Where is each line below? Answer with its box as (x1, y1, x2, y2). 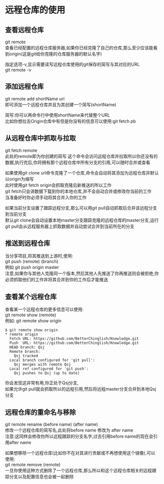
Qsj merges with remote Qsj (14, 362, 71, 367)
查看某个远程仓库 (5, 292, 57, 301)
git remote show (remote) (5, 312, 56, 318)
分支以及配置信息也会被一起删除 (9, 474, 74, 480)
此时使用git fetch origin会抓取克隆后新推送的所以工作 (5, 182, 112, 188)
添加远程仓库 (5, 82, 44, 91)
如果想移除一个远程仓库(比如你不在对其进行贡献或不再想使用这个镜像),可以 (5, 450, 156, 456)
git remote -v (5, 67, 32, 73)
